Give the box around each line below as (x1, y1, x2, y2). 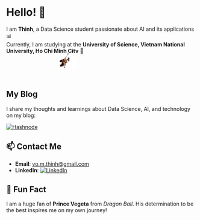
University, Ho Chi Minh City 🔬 (6, 47, 84, 54)
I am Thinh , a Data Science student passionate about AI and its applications (6, 25, 195, 33)
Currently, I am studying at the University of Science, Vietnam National (6, 40, 185, 48)
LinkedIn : (14, 167, 39, 174)
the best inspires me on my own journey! (6, 207, 107, 214)
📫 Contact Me (6, 141, 62, 151)
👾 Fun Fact (6, 184, 46, 195)
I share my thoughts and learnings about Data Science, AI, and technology (6, 105, 191, 112)
